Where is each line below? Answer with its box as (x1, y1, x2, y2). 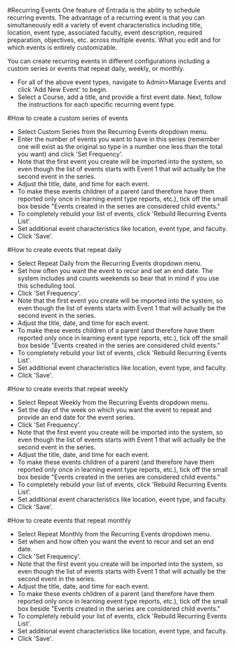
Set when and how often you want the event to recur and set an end (17, 537, 214, 545)
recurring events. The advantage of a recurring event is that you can (7, 13, 206, 22)
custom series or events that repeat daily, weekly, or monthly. (7, 65, 185, 72)
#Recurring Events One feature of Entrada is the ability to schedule (7, 6, 201, 14)
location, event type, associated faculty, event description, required (7, 28, 203, 37)
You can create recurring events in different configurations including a (7, 57, 210, 65)
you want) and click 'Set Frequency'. (17, 150, 123, 158)
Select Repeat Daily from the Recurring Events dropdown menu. (17, 259, 203, 267)
